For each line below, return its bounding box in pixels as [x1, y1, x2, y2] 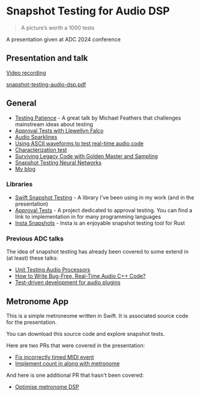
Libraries [6, 180, 33, 189]
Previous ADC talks [6, 234, 64, 243]
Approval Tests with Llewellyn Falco [14, 127, 104, 134]
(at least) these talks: [6, 254, 58, 262]
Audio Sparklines [14, 133, 58, 141]
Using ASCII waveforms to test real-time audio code [14, 139, 144, 147]
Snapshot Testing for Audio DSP [6, 4, 170, 18]
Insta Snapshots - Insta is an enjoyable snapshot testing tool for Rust [14, 219, 185, 227]
